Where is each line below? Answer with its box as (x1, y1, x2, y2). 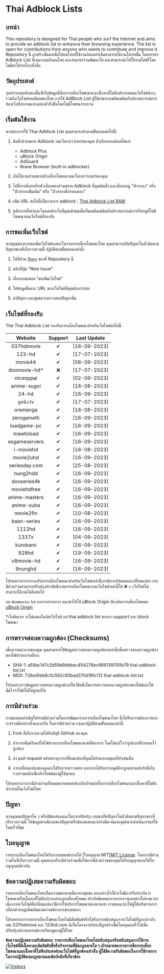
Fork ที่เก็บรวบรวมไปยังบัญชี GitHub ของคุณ (12, 730, 88, 736)
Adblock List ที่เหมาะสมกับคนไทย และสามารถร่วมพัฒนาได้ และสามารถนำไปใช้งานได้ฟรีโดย (5, 57, 156, 63)
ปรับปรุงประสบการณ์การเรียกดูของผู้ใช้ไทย (5, 928, 73, 933)
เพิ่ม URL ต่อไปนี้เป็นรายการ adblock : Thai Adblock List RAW (12, 198, 126, 204)
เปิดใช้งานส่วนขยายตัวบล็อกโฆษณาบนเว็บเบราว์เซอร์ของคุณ (12, 173, 108, 179)
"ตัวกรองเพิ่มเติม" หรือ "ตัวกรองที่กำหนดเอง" (12, 188, 86, 194)
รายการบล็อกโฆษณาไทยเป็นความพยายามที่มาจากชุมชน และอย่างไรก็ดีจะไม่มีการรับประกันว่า (5, 890, 151, 896)
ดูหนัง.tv (17, 399, 34, 406)
